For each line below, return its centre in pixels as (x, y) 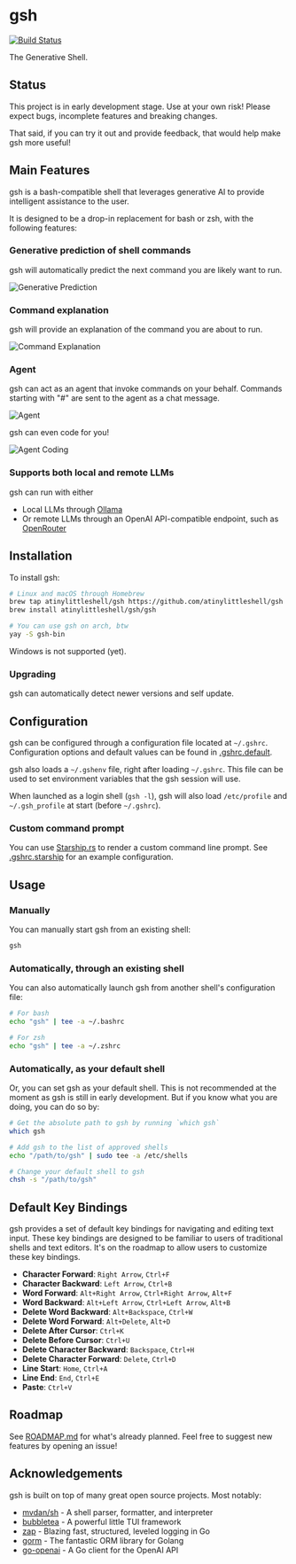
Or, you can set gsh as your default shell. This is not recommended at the (143, 1088)
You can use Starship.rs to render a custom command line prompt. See (139, 848)
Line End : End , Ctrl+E (61, 1378)
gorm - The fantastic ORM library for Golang (103, 1540)
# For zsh (27, 1037)
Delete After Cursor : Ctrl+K (73, 1331)
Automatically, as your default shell (87, 1068)
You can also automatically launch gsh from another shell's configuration (142, 988)
